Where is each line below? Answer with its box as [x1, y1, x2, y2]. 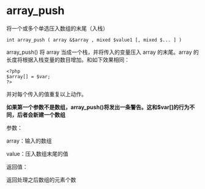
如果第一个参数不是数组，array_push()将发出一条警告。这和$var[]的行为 [6, 103, 190, 111]
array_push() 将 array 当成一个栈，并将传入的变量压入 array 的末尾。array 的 [6, 48, 199, 56]
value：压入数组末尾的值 [6, 150, 69, 157]
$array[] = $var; [6, 73, 51, 80]
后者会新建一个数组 [17, 111, 65, 118]
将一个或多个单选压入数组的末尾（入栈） [6, 24, 108, 32]
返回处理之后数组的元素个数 [6, 176, 76, 183]
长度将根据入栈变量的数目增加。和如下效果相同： [6, 56, 130, 63]
